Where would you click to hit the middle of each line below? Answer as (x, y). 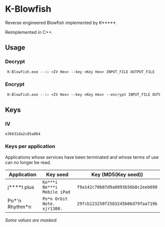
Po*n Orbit (55, 199)
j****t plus (21, 187)
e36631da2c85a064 (23, 134)
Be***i (50, 187)
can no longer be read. (28, 162)
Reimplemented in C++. (29, 32)
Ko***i (50, 182)
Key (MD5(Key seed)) (117, 174)
